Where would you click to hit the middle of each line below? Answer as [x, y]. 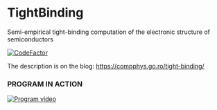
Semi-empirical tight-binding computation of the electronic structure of [108, 32]
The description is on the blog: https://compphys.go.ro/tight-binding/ [106, 66]
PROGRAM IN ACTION [45, 84]
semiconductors [31, 39]
